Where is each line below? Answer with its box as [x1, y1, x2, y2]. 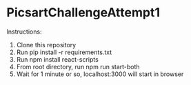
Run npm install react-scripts [16, 55, 99, 63]
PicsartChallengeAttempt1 [6, 5, 160, 21]
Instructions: [6, 27, 42, 36]
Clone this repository [16, 40, 77, 49]
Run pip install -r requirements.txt [16, 48, 112, 56]
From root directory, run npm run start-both [16, 62, 140, 71]
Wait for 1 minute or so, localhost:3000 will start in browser [16, 70, 184, 78]
